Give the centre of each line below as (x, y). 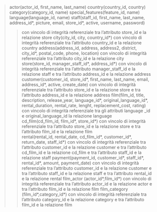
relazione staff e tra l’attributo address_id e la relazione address (86, 74)
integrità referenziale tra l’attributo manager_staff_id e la (78, 69)
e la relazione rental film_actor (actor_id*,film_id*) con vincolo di (86, 179)
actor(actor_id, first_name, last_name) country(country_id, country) (78, 7)
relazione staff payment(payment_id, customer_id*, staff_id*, (83, 158)
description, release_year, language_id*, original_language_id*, (85, 100)
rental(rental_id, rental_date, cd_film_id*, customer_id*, (77, 137)
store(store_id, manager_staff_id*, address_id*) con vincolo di (84, 64)
